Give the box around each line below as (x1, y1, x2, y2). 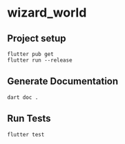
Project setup (7, 33, 67, 44)
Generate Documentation (7, 75, 119, 87)
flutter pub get (7, 51, 54, 57)
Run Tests (7, 113, 51, 125)
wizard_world (7, 5, 87, 21)
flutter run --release (7, 57, 73, 64)
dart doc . (7, 93, 39, 101)
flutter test (7, 131, 45, 138)
